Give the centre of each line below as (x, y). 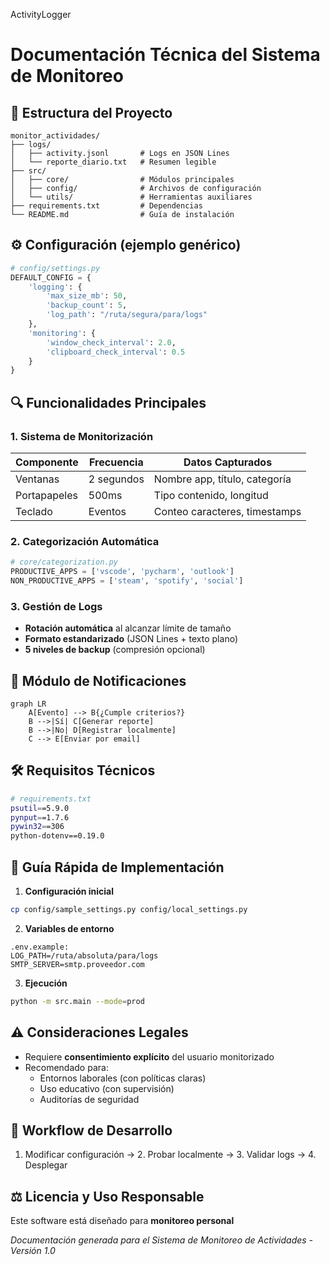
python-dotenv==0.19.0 (57, 836)
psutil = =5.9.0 (40, 808)
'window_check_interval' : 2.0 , (111, 342)
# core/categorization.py (64, 562)
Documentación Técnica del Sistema (165, 55)
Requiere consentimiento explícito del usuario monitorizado (149, 1056)
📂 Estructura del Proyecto (91, 112)
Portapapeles (47, 495)
